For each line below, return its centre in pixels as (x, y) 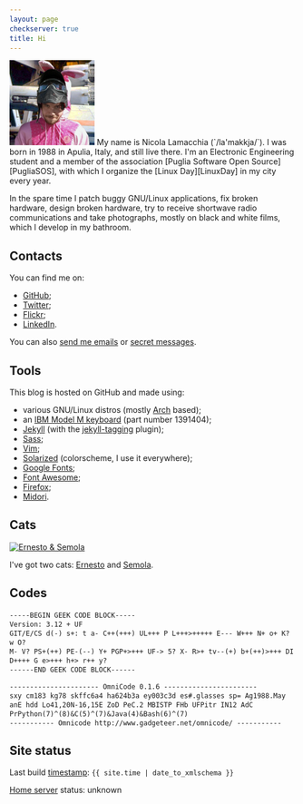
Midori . (36, 496)
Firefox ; (37, 487)
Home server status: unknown (66, 790)
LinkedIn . (39, 324)
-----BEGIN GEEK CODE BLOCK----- (73, 615)
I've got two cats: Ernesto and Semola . (82, 564)
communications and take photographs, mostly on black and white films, (145, 218)
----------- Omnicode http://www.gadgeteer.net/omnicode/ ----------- (146, 723)
